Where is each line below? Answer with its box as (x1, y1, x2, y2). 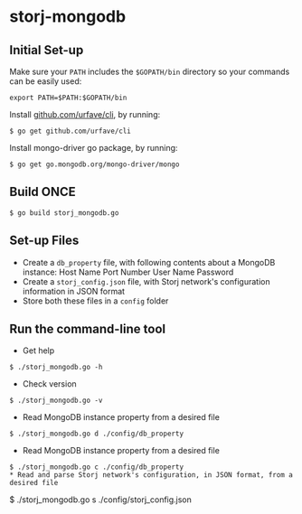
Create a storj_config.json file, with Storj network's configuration (22, 276, 270, 286)
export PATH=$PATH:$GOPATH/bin (9, 93, 127, 102)
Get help (22, 345, 55, 356)
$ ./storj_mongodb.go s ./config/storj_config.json (9, 494, 193, 505)
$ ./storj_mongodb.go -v (9, 396, 103, 406)
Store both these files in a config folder (22, 295, 169, 306)
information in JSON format (22, 285, 125, 296)
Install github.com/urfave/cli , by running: (9, 109, 161, 119)
